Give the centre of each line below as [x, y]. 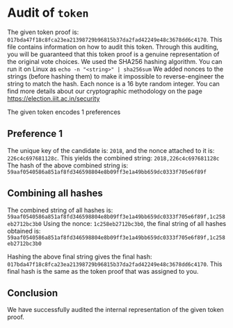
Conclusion [33, 293]
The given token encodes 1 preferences [64, 112]
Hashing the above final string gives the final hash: [80, 256]
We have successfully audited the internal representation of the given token [115, 310]
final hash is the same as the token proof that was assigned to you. [103, 271]
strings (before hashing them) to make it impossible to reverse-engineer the [116, 76]
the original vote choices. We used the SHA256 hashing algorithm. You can [115, 61]
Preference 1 [35, 134]
